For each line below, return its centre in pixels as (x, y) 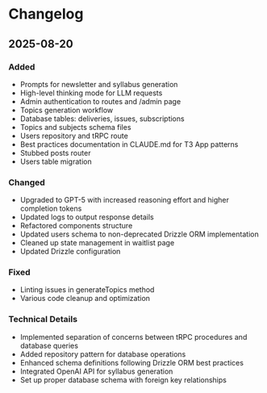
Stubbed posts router (55, 153)
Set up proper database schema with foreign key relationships (123, 379)
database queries (49, 345)
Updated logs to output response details (87, 217)
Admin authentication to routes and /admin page (100, 101)
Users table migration (56, 161)
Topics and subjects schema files (75, 127)
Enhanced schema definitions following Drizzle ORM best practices (132, 362)
